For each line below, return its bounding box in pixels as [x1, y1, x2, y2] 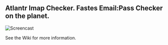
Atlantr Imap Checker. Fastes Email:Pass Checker [5, 4, 163, 12]
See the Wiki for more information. [5, 34, 76, 40]
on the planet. [5, 12, 50, 20]
